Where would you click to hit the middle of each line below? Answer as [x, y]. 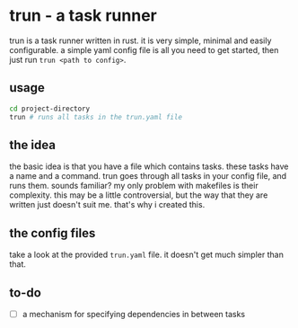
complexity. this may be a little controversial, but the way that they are [139, 195]
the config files [53, 233]
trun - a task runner [83, 16]
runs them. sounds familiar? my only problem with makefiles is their [134, 186]
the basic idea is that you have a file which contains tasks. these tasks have [149, 166]
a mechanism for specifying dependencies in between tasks [133, 314]
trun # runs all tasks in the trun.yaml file [96, 117]
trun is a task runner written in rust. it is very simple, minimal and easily [140, 40]
